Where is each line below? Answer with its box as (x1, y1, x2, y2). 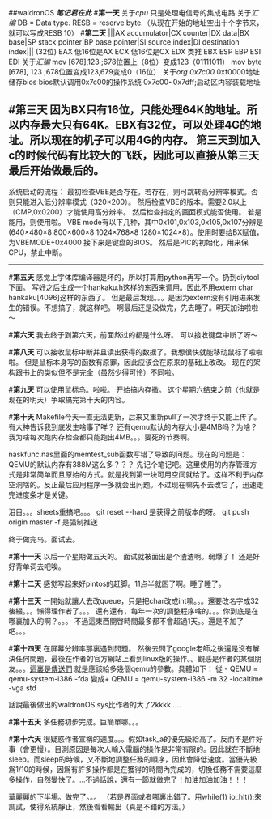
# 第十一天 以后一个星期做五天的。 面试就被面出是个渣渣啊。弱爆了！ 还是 (8, 551, 253, 561)
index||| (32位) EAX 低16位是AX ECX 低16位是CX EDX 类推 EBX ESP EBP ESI (8, 47, 261, 56)
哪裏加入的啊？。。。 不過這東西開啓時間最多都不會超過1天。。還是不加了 (8, 616, 244, 626)
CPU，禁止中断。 (8, 247, 66, 257)
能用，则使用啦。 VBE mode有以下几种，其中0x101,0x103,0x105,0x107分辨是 (8, 217, 264, 227)
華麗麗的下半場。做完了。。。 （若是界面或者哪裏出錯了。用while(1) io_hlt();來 (8, 791, 261, 801)
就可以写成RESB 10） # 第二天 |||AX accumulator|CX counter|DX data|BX (8, 28, 249, 37)
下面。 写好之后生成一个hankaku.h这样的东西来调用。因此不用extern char (8, 282, 253, 292)
